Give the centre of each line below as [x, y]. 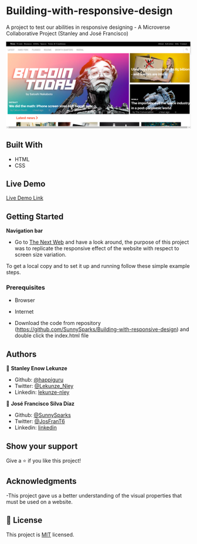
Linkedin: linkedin [35, 427]
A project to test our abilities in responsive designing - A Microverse [88, 27]
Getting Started [35, 216]
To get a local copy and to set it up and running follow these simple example [98, 266]
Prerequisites [26, 288]
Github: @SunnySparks [43, 415]
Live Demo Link [25, 198]
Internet [24, 312]
